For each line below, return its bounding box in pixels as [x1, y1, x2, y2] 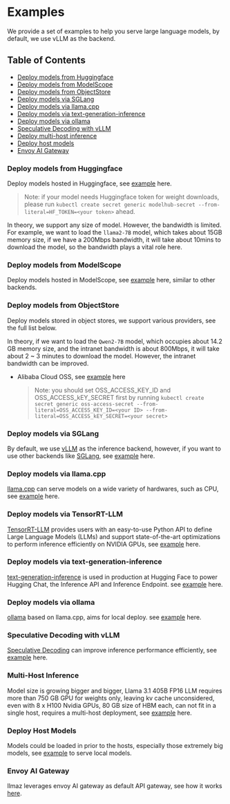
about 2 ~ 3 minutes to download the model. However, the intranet [7, 351, 196, 360]
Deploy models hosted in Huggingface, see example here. [7, 179, 173, 188]
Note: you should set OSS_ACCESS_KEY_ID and [34, 385, 171, 394]
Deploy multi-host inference [17, 131, 97, 140]
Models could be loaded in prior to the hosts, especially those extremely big [7, 742, 223, 750]
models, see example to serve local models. [7, 749, 133, 758]
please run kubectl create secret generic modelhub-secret [23, 200, 195, 208]
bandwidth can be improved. [7, 359, 89, 367]
